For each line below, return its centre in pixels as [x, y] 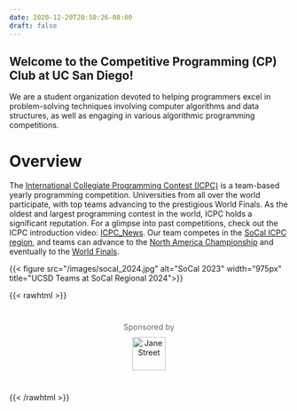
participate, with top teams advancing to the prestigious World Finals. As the [148, 204]
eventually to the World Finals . [64, 252]
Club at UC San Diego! [71, 75]
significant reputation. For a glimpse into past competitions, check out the [144, 224]
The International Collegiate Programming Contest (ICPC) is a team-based [145, 186]
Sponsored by [149, 327]
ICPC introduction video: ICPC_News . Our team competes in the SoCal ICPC [148, 233]
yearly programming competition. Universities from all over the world [135, 195]
